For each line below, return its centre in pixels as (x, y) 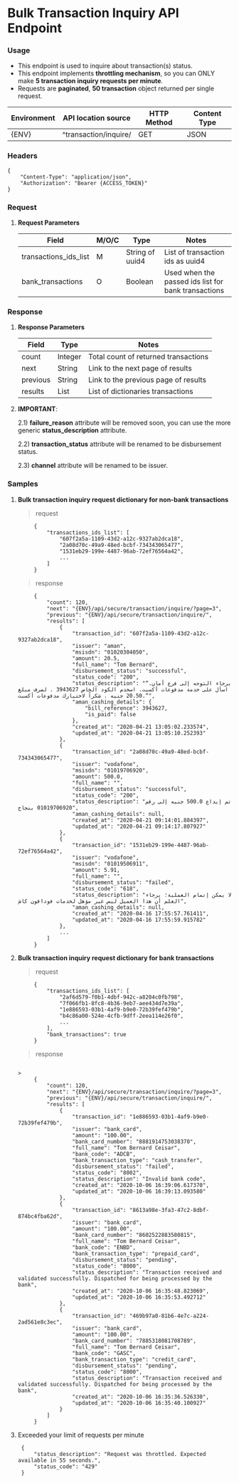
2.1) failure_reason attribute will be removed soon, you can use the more (124, 423)
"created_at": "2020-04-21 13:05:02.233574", (141, 727)
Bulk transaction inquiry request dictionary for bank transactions (116, 957)
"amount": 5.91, (96, 870)
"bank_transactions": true (86, 1034)
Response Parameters (51, 327)
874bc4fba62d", (40, 1216)
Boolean (140, 282)
